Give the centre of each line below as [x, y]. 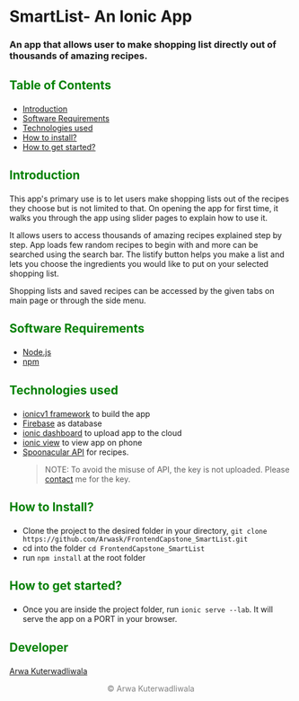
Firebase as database [62, 423]
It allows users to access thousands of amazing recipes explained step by [146, 235]
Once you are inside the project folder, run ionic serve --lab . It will [148, 609]
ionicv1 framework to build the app [86, 413]
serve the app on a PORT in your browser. [100, 619]
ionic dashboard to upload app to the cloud [102, 432]
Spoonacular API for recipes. [75, 452]
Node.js [37, 352]
